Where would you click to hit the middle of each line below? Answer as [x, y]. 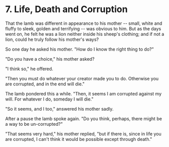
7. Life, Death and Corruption [66, 9]
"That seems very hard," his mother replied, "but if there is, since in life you [83, 134]
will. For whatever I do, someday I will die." [49, 99]
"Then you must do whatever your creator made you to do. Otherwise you [82, 78]
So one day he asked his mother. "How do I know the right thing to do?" [79, 49]
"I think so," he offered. [29, 69]
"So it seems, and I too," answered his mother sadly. [60, 109]
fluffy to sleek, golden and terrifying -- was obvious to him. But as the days [83, 28]
